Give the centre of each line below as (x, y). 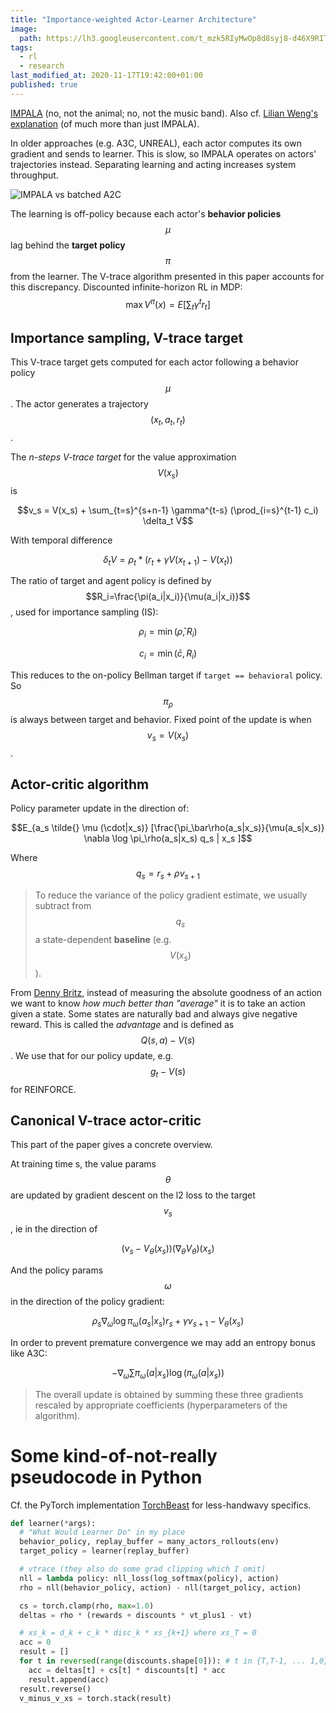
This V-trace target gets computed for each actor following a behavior (154, 362)
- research (42, 66)
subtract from (63, 906)
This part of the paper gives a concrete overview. (111, 1145)
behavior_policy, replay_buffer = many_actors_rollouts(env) (149, 1542)
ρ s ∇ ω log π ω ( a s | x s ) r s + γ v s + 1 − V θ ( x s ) (168, 1322)
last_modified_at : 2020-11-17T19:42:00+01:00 (106, 76)
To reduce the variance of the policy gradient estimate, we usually (171, 895)
